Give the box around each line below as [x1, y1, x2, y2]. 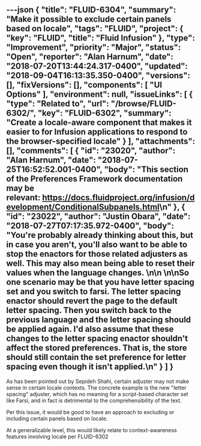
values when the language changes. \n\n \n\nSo [6, 267, 190, 278]
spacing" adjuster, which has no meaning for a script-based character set [6, 390, 188, 397]
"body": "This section [104, 165, 189, 175]
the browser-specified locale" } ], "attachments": [6, 136, 196, 147]
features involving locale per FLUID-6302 [6, 433, 109, 440]
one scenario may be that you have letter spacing [6, 277, 195, 287]
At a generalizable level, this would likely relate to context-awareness [6, 426, 177, 433]
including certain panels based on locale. [6, 415, 108, 422]
